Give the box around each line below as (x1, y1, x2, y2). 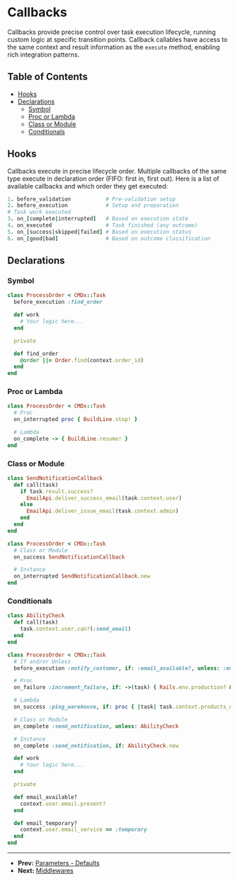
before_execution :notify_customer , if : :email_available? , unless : (13, 664, 220, 672)
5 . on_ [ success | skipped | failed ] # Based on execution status (7, 228, 192, 235)
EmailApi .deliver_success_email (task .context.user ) (25, 494, 182, 502)
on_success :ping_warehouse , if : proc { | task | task (13, 703, 173, 711)
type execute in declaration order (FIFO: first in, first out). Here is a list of (7, 174, 220, 183)
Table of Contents (7, 71, 89, 83)
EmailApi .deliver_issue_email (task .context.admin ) (25, 507, 179, 515)
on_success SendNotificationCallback (13, 554, 125, 561)
